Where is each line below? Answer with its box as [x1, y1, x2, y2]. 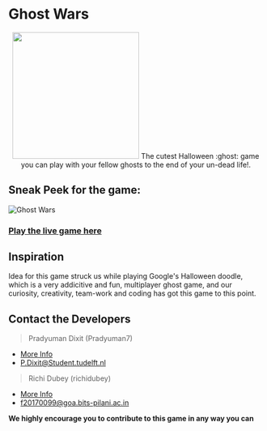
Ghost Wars [8, 5, 89, 23]
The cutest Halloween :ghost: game [141, 151, 260, 160]
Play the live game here [8, 224, 103, 236]
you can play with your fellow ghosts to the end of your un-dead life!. [20, 160, 252, 169]
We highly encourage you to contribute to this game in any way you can [8, 414, 254, 424]
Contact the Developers [8, 312, 131, 326]
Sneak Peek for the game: [8, 183, 142, 197]
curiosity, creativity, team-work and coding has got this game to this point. [8, 288, 256, 298]
